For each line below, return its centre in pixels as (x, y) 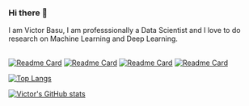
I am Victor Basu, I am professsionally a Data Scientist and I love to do (124, 31)
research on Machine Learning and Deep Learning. (93, 39)
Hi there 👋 (28, 13)
